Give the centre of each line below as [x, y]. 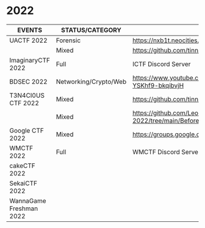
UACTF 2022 [28, 40]
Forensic [68, 40]
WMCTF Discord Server [166, 152]
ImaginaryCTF [30, 60]
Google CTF [27, 130]
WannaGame [28, 200]
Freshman [24, 208]
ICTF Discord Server [161, 64]
